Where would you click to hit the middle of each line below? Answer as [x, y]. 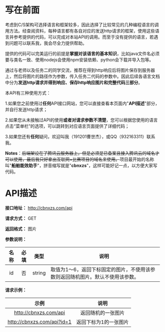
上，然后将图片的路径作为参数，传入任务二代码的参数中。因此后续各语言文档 [82, 76]
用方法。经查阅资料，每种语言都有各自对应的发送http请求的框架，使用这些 [80, 30]
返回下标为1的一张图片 [103, 322]
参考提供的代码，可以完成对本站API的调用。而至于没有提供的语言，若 [84, 37]
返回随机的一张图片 [103, 313]
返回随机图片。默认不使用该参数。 [99, 277]
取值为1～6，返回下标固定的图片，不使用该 [100, 270]
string [39, 272]
